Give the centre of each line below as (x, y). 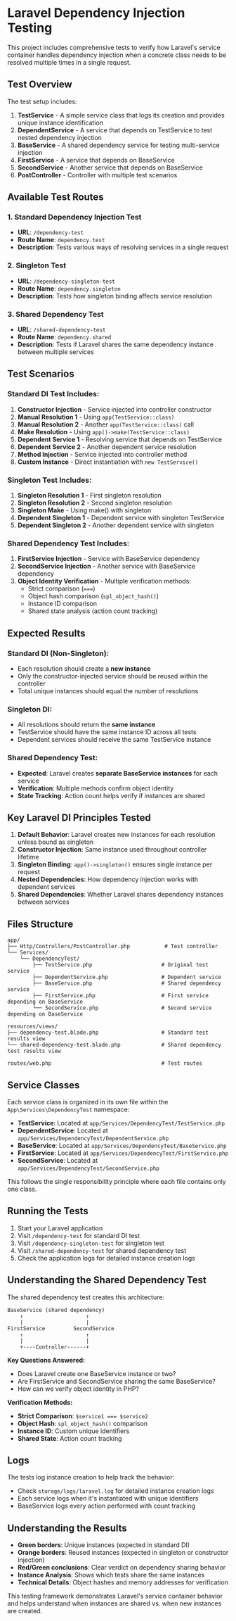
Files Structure (40, 924)
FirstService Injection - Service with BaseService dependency (109, 559)
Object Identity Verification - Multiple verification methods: (104, 581)
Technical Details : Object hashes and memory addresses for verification (123, 1582)
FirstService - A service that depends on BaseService (96, 160)
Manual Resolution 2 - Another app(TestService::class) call (106, 424)
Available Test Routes (55, 197)
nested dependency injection (59, 137)
